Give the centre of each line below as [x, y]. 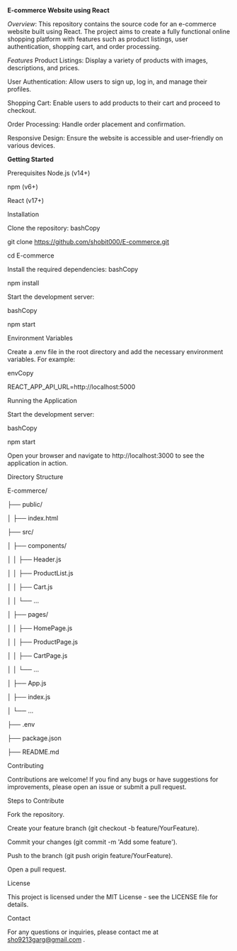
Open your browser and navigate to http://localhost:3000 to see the [106, 456]
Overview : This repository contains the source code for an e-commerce [112, 24]
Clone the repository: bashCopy [54, 228]
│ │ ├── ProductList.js [40, 573]
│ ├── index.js [29, 697]
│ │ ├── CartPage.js [37, 655]
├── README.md [33, 752]
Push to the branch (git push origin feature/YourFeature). [90, 856]
